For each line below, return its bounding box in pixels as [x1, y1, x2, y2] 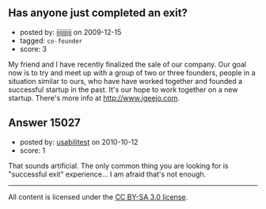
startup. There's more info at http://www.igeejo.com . [8, 93, 180, 102]
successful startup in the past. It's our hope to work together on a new [8, 85, 238, 94]
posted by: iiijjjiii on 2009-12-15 [19, 27, 122, 36]
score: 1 [19, 146, 46, 155]
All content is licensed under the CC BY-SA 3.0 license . [8, 192, 188, 201]
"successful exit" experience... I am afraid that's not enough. [8, 169, 207, 179]
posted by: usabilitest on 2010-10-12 [19, 137, 139, 146]
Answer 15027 [8, 116, 81, 130]
